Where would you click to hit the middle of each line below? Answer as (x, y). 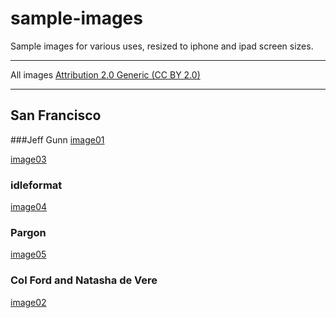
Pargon (28, 232)
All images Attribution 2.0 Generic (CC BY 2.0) (105, 74)
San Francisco (56, 115)
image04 (29, 207)
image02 (28, 302)
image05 (28, 254)
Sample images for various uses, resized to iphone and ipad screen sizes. (162, 46)
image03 (28, 159)
